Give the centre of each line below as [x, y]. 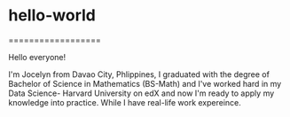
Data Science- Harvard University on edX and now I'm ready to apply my [141, 93]
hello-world [52, 16]
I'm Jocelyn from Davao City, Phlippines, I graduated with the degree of [139, 74]
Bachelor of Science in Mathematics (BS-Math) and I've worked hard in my [145, 83]
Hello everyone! [37, 57]
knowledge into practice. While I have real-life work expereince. [125, 102]
